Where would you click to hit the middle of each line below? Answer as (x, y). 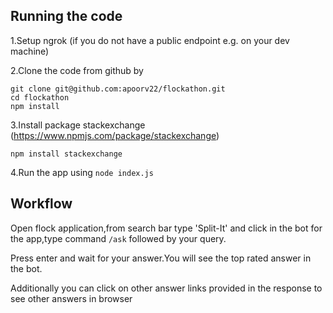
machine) (30, 51)
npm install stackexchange (66, 154)
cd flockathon (40, 97)
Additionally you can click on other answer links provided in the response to (166, 288)
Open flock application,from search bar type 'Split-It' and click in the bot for (166, 228)
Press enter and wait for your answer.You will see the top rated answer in (161, 258)
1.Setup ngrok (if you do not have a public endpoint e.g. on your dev (150, 40)
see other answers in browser (71, 298)
